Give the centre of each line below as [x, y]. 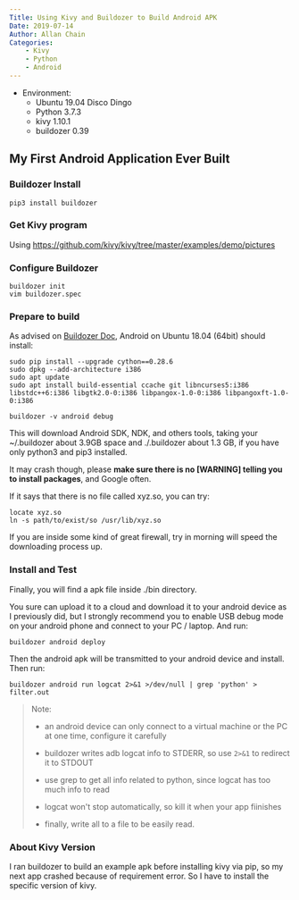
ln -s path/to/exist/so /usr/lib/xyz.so [86, 521]
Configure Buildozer [54, 267]
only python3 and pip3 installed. [68, 452]
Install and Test [43, 570]
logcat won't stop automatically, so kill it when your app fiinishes [163, 806]
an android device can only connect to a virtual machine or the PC [166, 726]
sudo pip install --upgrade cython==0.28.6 [91, 362]
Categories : [31, 42]
